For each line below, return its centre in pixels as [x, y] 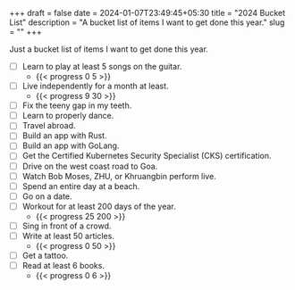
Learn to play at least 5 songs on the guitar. [102, 66]
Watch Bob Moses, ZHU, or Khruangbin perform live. [119, 176]
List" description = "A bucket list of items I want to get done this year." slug [147, 22]
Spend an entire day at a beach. [81, 186]
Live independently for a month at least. [95, 86]
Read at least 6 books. [63, 265]
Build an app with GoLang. [71, 145]
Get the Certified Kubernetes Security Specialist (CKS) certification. [147, 156]
